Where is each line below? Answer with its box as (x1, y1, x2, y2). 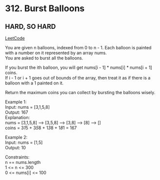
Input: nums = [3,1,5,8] (5, 104, 50, 110)
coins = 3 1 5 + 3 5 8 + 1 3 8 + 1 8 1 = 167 (5, 125, 77, 131)
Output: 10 (5, 145, 26, 150)
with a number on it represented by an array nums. (5, 50, 107, 56)
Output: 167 (5, 109, 28, 115)
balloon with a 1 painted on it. (5, 80, 64, 86)
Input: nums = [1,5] (5, 140, 43, 145)
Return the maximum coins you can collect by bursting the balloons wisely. (5, 90, 156, 95)
